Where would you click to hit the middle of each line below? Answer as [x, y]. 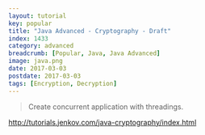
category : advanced [41, 46]
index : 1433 [28, 38]
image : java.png [36, 61]
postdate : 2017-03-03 [45, 76]
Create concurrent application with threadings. [106, 107]
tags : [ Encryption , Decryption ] [63, 83]
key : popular [30, 23]
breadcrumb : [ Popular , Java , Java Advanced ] [84, 53]
